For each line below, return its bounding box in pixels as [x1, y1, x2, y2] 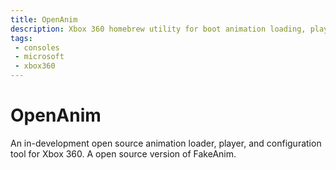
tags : [10, 33, 33, 43]
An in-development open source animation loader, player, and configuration [10, 137, 322, 149]
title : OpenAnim [10, 14, 78, 25]
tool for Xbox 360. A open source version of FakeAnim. [10, 147, 237, 160]
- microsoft [14, 52, 65, 62]
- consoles [14, 42, 60, 53]
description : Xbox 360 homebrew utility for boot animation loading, [10, 24, 307, 34]
